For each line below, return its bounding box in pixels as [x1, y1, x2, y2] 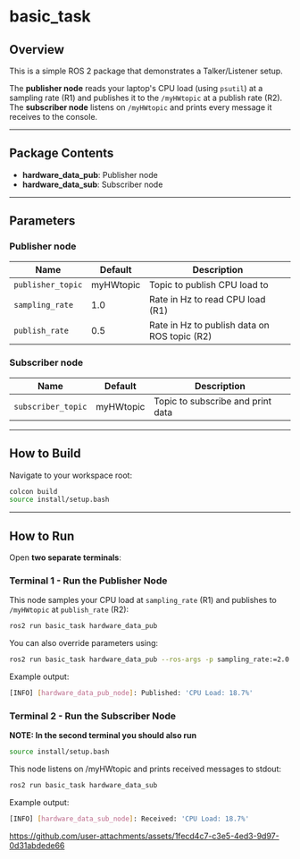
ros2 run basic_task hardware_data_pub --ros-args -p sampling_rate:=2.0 [9, 655, 290, 664]
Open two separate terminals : [9, 552, 122, 563]
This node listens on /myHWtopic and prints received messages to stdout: [9, 763, 282, 775]
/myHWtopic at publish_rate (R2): [9, 604, 129, 615]
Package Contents [9, 146, 114, 161]
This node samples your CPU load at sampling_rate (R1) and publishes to [9, 595, 277, 606]
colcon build [9, 487, 58, 496]
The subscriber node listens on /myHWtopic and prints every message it [9, 102, 272, 113]
